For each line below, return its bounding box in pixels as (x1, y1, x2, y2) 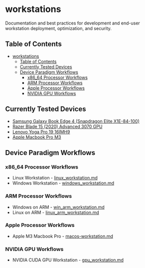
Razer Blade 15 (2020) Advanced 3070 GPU (12, 123, 103, 129)
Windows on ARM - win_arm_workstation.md (12, 204, 105, 210)
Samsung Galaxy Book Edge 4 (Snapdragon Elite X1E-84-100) (12, 118, 140, 124)
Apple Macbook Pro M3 (12, 134, 61, 140)
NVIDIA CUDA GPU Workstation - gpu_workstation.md (12, 257, 124, 263)
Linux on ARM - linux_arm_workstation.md (12, 209, 100, 215)
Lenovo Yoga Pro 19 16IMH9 (12, 128, 70, 134)
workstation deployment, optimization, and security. (5, 25, 112, 31)
